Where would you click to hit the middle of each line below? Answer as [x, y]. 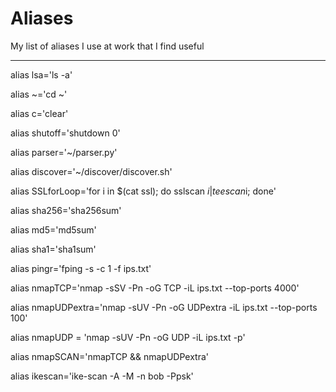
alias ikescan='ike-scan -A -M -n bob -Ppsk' [102, 376]
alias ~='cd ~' [39, 94]
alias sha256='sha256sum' [66, 210]
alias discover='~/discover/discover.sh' [91, 171]
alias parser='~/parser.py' [64, 152]
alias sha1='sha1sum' [53, 249]
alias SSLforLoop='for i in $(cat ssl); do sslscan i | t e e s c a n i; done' [143, 191]
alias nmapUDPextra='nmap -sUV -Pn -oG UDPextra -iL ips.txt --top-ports [164, 307]
